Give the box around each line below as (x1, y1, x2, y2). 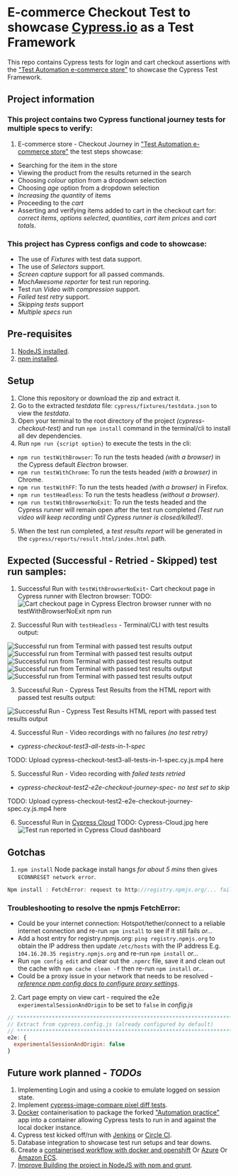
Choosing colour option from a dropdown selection (17, 176, 167, 184)
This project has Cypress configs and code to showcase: (7, 239, 208, 249)
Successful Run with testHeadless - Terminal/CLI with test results (17, 621, 209, 629)
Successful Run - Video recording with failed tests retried (17, 769, 186, 778)
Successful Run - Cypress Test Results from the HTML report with (17, 686, 211, 694)
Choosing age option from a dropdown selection (17, 183, 159, 192)
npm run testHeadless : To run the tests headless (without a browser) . (17, 490, 220, 499)
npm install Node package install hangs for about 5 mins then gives (17, 865, 218, 873)
